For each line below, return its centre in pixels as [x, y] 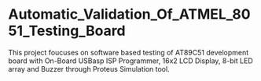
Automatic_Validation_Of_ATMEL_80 [129, 14]
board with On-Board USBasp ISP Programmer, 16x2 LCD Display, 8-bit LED [130, 61]
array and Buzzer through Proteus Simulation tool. [89, 69]
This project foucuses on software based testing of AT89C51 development [129, 52]
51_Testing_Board [67, 31]
